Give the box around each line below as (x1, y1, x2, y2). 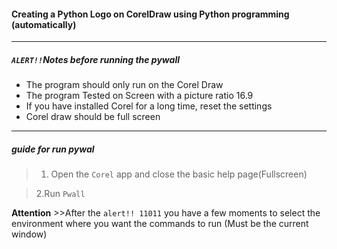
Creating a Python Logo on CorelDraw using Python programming (11, 8, 290, 20)
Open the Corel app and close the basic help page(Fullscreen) (50, 168, 308, 180)
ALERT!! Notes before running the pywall (11, 53, 180, 65)
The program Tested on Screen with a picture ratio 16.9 (25, 90, 254, 102)
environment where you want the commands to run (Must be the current (11, 218, 309, 230)
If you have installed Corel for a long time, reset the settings (25, 100, 273, 112)
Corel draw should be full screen (25, 111, 161, 123)
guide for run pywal (11, 143, 95, 155)
